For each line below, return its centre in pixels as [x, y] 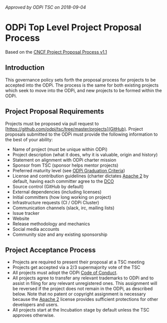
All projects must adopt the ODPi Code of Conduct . [65, 273]
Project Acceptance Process [50, 250]
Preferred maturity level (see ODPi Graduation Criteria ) [68, 170]
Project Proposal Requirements [54, 111]
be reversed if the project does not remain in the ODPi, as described [82, 289]
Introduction [25, 68]
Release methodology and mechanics [51, 224]
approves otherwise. [33, 315]
